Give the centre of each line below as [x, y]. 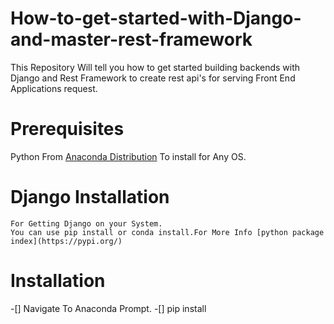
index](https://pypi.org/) [66, 241]
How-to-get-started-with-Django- [156, 18]
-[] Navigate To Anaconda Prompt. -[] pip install [108, 308]
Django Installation [90, 197]
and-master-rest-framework [131, 39]
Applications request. [54, 88]
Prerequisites [67, 129]
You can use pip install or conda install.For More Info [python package [167, 232]
